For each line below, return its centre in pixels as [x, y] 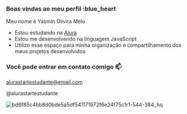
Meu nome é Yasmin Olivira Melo [46, 22]
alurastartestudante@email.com [44, 82]
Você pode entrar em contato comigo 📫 [64, 67]
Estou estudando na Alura [46, 33]
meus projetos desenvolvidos [50, 51]
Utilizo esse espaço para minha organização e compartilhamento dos [98, 45]
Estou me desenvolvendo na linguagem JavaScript [75, 39]
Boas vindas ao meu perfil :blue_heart [61, 9]
